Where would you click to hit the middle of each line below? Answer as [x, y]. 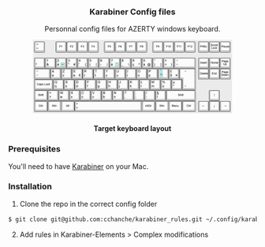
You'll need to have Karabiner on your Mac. [78, 166]
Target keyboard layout [132, 129]
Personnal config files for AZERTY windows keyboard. [132, 29]
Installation [30, 186]
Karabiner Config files [132, 12]
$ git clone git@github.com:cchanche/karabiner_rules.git [105, 219]
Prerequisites [34, 149]
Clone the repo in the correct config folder [88, 204]
